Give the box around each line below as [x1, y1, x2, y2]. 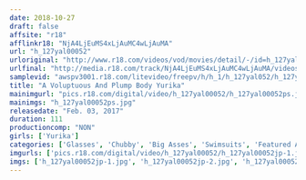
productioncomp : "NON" [9, 124, 96, 133]
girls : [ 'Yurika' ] [9, 132, 79, 141]
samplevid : [9, 73, 51, 82]
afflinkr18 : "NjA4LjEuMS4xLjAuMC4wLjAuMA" [9, 38, 173, 48]
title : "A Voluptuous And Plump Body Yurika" [9, 81, 185, 90]
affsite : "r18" [9, 30, 67, 39]
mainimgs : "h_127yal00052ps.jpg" [9, 97, 137, 107]
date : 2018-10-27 [9, 13, 76, 23]
